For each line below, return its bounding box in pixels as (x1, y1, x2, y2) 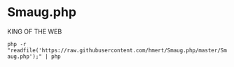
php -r (7, 40, 27, 47)
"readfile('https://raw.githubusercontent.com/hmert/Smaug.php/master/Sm (7, 47, 228, 54)
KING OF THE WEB (7, 27, 62, 36)
